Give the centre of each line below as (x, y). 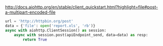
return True (35, 39)
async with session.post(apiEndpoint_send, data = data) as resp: (81, 35)
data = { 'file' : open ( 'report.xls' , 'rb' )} (50, 26)
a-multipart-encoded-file (30, 12)
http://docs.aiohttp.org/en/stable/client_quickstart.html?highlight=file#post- (81, 7)
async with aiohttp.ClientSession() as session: (56, 30)
